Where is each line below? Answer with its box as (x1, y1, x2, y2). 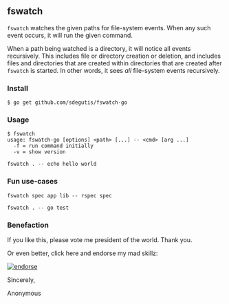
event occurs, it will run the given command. (7, 31, 133, 39)
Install (7, 83, 29, 93)
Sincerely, (7, 276, 36, 284)
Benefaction (7, 220, 50, 230)
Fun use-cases (7, 177, 58, 186)
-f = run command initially (13, 142, 94, 150)
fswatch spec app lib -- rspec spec (7, 192, 112, 199)
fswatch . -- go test (7, 204, 69, 211)
